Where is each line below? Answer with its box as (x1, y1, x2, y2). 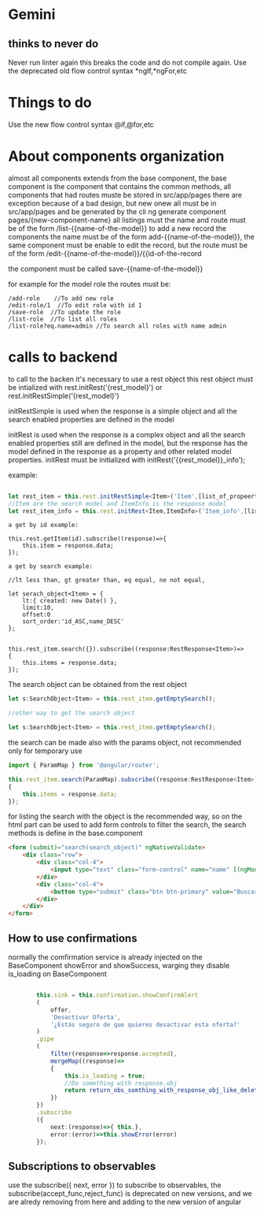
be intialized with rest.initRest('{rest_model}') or (8, 382, 163, 392)
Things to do (8, 94, 92, 112)
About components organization (8, 147, 225, 165)
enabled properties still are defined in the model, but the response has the (8, 438, 248, 447)
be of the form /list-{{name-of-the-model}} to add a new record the (8, 223, 226, 233)
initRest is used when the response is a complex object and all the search (8, 429, 246, 439)
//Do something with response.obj (64, 1079, 178, 1087)
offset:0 (22, 611, 51, 619)
